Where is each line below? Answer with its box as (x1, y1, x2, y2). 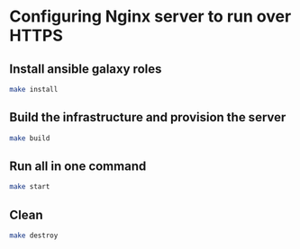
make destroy (9, 231, 59, 240)
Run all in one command (9, 158, 147, 173)
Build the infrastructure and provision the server (9, 110, 286, 125)
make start (9, 182, 50, 191)
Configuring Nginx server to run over (9, 6, 292, 27)
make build (9, 133, 50, 143)
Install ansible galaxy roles (9, 61, 162, 76)
